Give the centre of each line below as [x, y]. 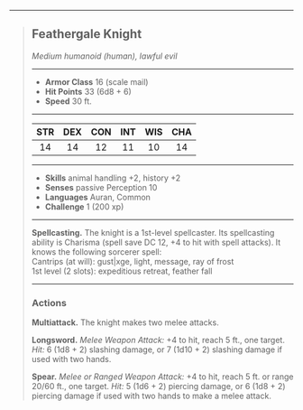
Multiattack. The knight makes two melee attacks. [125, 322]
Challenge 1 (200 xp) [84, 206]
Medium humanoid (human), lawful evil [104, 56]
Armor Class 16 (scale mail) [96, 81]
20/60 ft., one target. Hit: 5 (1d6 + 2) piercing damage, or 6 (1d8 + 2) [158, 387]
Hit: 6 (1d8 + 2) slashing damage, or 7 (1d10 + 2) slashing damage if [156, 349]
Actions [49, 303]
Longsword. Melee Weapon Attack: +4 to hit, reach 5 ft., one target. [158, 340]
